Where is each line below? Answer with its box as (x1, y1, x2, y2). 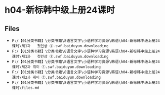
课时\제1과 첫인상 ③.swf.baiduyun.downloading (11, 54, 109, 59)
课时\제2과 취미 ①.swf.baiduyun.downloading (11, 64, 101, 69)
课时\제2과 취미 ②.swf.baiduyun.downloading (11, 75, 101, 80)
